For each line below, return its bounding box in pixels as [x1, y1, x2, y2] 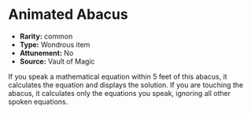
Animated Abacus [8, 6, 128, 24]
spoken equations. [8, 97, 68, 106]
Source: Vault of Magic [19, 57, 96, 66]
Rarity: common [19, 31, 73, 41]
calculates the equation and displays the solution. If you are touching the [8, 80, 244, 90]
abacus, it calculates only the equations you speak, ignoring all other [8, 88, 231, 97]
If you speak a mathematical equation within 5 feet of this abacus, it [8, 72, 227, 81]
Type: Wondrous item [19, 39, 90, 49]
